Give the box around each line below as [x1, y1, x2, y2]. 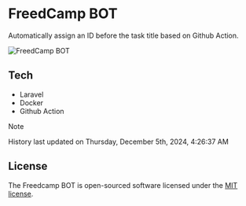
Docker [19, 97, 44, 107]
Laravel [19, 90, 44, 99]
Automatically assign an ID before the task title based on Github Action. [8, 31, 239, 40]
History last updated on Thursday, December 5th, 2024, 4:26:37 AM [8, 137, 229, 146]
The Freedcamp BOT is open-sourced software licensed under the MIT [8, 180, 238, 189]
